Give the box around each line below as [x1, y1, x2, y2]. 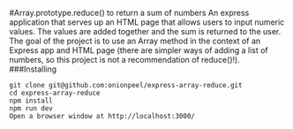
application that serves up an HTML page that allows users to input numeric [9, 17, 285, 27]
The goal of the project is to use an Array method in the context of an [9, 35, 261, 46]
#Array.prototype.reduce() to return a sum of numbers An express [9, 8, 250, 18]
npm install [9, 96, 53, 105]
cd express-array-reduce [9, 88, 101, 97]
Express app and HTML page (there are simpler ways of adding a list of [9, 45, 269, 56]
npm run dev [9, 104, 53, 113]
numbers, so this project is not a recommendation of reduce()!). [9, 55, 240, 64]
